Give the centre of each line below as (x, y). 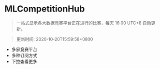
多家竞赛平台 (24, 49)
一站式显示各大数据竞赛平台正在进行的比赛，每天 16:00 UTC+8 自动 (84, 23)
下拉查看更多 (24, 61)
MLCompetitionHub (45, 9)
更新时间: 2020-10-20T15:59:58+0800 (55, 39)
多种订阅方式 (24, 55)
